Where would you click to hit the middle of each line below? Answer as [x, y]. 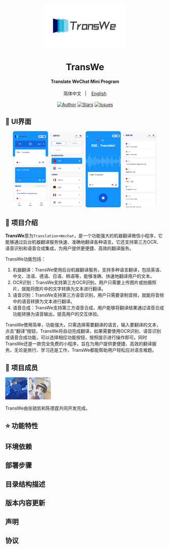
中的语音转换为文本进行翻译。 [44, 301]
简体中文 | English [85, 93]
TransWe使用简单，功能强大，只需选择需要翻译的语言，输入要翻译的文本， [83, 325]
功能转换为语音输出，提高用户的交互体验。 [57, 314]
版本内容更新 [25, 503]
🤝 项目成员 [22, 368]
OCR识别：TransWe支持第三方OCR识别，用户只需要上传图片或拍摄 [82, 283]
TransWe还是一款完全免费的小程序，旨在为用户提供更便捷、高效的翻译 [79, 344]
